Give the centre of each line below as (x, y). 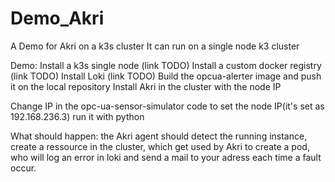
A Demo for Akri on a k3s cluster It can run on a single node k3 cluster (155, 46)
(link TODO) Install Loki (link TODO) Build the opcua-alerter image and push (166, 76)
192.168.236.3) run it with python (77, 116)
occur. (23, 168)
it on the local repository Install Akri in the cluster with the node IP (146, 86)
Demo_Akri (57, 18)
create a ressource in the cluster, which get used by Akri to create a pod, (160, 146)
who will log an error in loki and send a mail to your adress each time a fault (166, 157)
